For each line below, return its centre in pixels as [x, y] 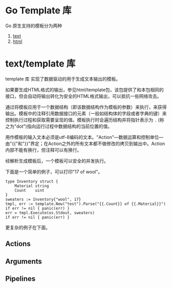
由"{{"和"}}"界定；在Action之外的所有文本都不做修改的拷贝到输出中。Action [85, 143]
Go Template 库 [38, 11]
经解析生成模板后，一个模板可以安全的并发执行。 [57, 161]
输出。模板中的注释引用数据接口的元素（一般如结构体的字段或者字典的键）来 [86, 113]
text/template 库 [40, 64]
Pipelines [20, 279]
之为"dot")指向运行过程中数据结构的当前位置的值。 [59, 126]
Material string [32, 186]
